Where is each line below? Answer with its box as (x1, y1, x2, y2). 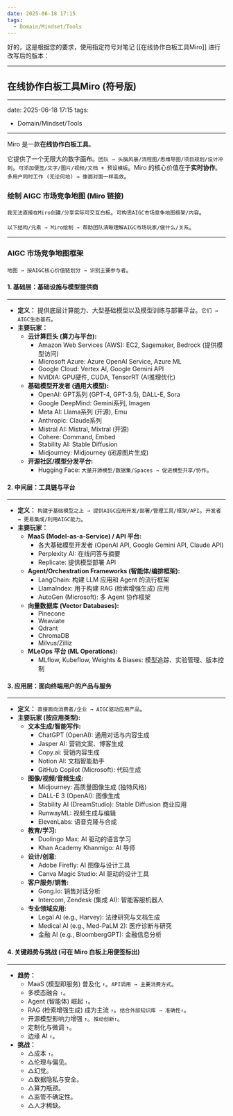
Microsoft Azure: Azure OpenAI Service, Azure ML (37, 357, 182, 365)
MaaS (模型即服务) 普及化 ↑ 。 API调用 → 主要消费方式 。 (27, 979, 178, 988)
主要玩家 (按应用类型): (17, 713, 81, 722)
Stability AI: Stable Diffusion (37, 440, 118, 448)
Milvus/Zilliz (37, 639, 73, 648)
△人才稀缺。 (27, 1101, 64, 1109)
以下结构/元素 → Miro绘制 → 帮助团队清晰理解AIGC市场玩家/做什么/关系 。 (7, 223, 196, 231)
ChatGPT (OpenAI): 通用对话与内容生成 (37, 731, 150, 739)
